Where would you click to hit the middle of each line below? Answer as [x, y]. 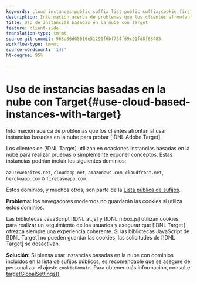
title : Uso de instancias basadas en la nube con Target [77, 22]
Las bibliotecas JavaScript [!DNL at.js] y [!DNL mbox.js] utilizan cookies [92, 218]
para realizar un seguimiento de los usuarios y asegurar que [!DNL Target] [96, 225]
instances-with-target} [64, 114]
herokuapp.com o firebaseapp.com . [47, 178]
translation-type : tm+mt [36, 33]
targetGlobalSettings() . [34, 274]
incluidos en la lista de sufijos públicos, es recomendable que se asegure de [98, 261]
